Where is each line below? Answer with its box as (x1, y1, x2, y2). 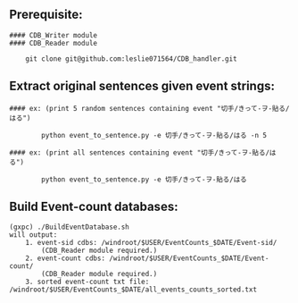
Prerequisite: (9, 7, 83, 22)
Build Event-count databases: (9, 199, 178, 215)
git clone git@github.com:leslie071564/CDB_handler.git (25, 54, 238, 63)
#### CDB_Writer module (9, 30, 98, 39)
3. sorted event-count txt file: (25, 277, 150, 287)
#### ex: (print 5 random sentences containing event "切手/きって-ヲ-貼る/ (9, 104, 290, 113)
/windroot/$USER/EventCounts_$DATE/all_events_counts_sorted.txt (9, 285, 257, 294)
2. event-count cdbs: (25, 254, 105, 263)
